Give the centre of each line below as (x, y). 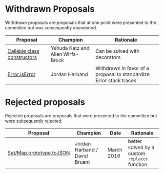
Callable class (23, 51)
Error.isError (21, 74)
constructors (22, 57)
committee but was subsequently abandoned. (51, 27)
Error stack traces (116, 80)
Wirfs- (71, 54)
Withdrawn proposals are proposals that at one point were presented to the (81, 22)
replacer (138, 159)
